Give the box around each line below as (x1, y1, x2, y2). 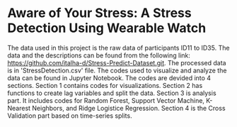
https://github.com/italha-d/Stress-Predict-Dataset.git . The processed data (7, 58, 226, 67)
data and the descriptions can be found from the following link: (7, 51, 191, 60)
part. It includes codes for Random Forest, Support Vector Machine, (7, 96, 205, 104)
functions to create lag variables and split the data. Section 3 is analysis (7, 89, 217, 97)
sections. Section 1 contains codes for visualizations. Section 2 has (7, 81, 203, 89)
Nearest (7, 104, 30, 112)
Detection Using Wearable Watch (7, 20, 207, 36)
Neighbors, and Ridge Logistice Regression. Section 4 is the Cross (31, 104, 226, 112)
